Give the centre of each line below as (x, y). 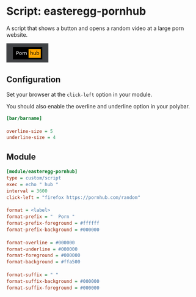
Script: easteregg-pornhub (76, 11)
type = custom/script (34, 178)
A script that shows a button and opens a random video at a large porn (95, 28)
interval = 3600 (27, 191)
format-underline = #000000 (42, 249)
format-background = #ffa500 (43, 262)
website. (17, 34)
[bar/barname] (24, 118)
